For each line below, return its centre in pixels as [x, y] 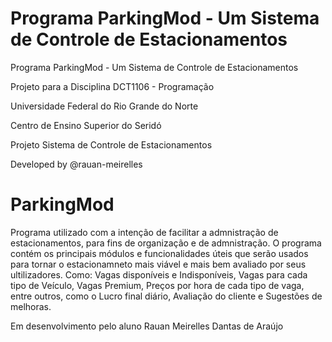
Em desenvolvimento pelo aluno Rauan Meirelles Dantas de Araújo [147, 326]
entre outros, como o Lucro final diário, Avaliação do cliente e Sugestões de [166, 296]
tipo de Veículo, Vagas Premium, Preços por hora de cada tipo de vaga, [157, 285]
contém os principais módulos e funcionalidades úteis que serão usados [159, 253]
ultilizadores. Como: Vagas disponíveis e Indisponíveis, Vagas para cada [159, 274]
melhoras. [31, 306]
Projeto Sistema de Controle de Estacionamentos [111, 144]
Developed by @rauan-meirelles [76, 164]
